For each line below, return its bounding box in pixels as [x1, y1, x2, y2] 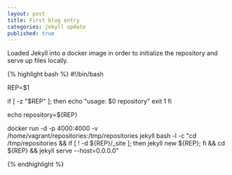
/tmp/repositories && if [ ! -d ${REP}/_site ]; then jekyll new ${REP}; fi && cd [7, 139, 226, 148]
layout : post [7, 10, 46, 17]
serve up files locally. [7, 57, 69, 65]
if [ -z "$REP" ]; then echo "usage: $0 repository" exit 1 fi [7, 97, 172, 106]
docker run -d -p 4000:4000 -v [7, 124, 98, 133]
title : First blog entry [7, 17, 80, 24]
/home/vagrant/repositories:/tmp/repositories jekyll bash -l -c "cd [7, 132, 197, 140]
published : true [7, 29, 55, 37]
